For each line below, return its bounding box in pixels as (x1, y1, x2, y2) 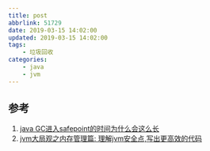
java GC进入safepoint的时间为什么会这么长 (19, 124, 160, 134)
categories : (8, 56, 48, 64)
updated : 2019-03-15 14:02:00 (8, 33, 109, 42)
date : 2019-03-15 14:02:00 (8, 26, 97, 34)
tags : (8, 41, 26, 49)
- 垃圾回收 (22, 48, 54, 56)
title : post (8, 11, 48, 20)
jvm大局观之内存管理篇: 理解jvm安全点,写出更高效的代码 (19, 134, 202, 143)
